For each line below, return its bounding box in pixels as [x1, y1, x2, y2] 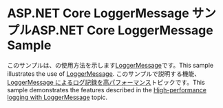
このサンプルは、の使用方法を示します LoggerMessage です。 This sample [7, 61, 214, 69]
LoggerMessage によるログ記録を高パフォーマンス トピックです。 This [7, 78, 205, 86]
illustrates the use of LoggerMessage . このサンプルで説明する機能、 [7, 69, 201, 78]
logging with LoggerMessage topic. [7, 93, 108, 101]
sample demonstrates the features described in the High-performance [7, 85, 206, 94]
